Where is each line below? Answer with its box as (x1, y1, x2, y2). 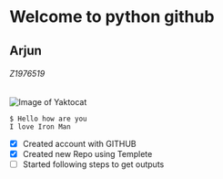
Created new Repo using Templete (22, 148, 153, 159)
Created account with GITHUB (22, 138, 137, 149)
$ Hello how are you (9, 114, 88, 123)
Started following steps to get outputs (22, 158, 165, 170)
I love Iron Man (9, 121, 71, 132)
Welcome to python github (9, 6, 215, 27)
